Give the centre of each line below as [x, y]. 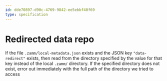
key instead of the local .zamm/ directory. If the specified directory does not [82, 63]
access [12, 74]
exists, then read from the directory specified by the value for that [94, 58]
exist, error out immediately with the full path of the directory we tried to [79, 69]
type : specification [27, 14]
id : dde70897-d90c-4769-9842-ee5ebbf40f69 [50, 10]
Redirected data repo [50, 39]
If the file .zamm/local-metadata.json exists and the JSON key [69, 53]
